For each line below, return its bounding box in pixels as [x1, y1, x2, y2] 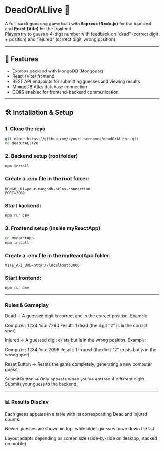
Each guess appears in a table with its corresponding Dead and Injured [5, 411, 148, 417]
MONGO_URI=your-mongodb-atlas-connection [5, 186, 91, 191]
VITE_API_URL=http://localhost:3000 [5, 263, 80, 268]
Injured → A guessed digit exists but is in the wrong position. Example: [5, 337, 146, 343]
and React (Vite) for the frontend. [5, 25, 73, 31]
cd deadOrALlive [5, 141, 38, 146]
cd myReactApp [5, 236, 34, 241]
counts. [5, 416, 20, 422]
